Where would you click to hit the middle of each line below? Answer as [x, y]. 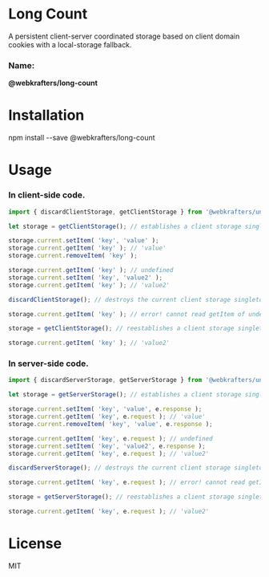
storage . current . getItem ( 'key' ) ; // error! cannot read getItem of [127, 314]
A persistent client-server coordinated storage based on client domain [124, 36]
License [35, 544]
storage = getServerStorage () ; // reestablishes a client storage [121, 497]
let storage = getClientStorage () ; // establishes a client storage [125, 226]
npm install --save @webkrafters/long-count [82, 138]
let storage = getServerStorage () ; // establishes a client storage [125, 395]
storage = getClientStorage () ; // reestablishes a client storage [121, 329]
